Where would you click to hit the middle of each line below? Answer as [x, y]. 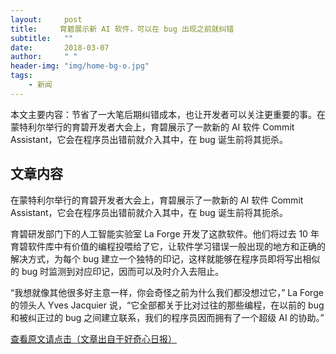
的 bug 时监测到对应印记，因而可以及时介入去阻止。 [117, 271]
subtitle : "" [42, 38]
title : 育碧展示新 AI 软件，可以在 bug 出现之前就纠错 [122, 29]
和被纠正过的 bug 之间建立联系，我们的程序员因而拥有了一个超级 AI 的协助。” [167, 317]
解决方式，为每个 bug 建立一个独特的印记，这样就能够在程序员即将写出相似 [165, 258]
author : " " [44, 57]
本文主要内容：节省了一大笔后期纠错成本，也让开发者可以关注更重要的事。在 [168, 114]
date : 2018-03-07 [60, 47]
